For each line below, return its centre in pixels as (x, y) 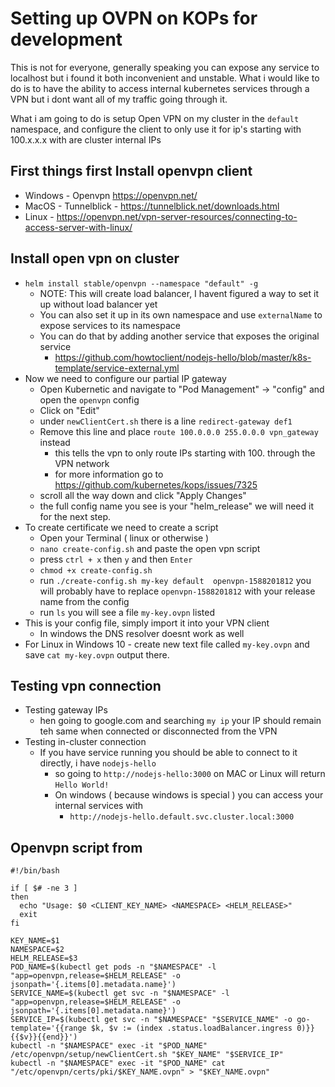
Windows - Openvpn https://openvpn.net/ (111, 195)
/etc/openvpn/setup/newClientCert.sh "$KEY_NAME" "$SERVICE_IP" (147, 1055)
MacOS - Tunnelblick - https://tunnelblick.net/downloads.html (152, 206)
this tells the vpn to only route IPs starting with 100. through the (185, 453)
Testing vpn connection (86, 685)
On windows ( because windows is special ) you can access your (189, 795)
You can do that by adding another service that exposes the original (179, 336)
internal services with (99, 806)
